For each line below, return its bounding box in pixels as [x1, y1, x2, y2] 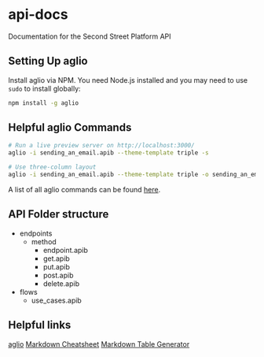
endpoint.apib [42, 245, 89, 255]
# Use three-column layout [8, 163, 97, 171]
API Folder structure [8, 207, 109, 221]
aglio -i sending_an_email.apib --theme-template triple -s [8, 149, 210, 157]
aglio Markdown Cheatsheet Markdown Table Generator [8, 339, 190, 348]
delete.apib [42, 278, 80, 288]
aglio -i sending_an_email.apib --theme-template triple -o [8, 171, 210, 179]
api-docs [8, 6, 68, 24]
